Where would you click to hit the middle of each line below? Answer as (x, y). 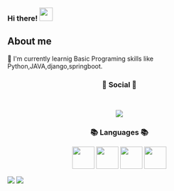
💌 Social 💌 (119, 84)
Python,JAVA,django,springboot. (55, 66)
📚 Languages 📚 (119, 132)
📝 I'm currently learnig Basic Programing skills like (81, 58)
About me (29, 42)
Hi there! (23, 18)
